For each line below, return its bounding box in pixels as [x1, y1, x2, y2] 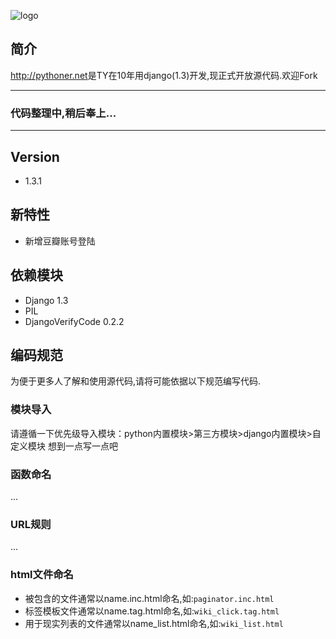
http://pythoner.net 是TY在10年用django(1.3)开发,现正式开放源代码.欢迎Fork [10, 69, 318, 81]
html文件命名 [10, 568, 74, 582]
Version [10, 148, 60, 165]
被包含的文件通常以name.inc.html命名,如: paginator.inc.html [24, 592, 275, 604]
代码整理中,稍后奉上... [10, 106, 117, 120]
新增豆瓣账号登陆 [24, 235, 96, 247]
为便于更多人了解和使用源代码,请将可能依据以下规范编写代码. [10, 375, 262, 387]
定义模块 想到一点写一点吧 [10, 440, 118, 452]
